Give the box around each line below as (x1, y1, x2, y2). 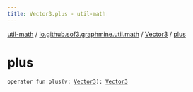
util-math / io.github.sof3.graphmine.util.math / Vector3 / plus (7, 30, 186, 38)
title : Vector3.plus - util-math (7, 10, 106, 18)
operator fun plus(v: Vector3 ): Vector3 (7, 78, 129, 85)
